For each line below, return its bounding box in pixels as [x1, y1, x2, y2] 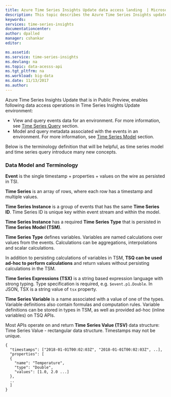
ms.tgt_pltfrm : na [5, 69, 44, 74]
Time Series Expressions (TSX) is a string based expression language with [5, 276, 163, 282]
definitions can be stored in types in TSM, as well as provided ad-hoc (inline [5, 307, 165, 313]
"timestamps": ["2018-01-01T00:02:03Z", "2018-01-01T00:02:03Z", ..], [10, 347, 163, 352]
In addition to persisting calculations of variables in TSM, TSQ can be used [5, 255, 162, 261]
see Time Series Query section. [12, 123, 79, 129]
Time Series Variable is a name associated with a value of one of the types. [5, 296, 164, 302]
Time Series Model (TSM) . [5, 224, 62, 230]
